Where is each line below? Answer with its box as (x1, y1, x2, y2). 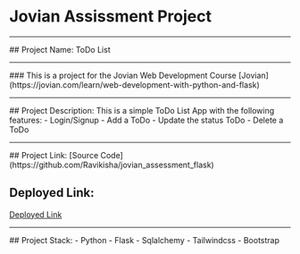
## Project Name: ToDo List (9, 44, 111, 55)
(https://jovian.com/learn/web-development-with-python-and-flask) (9, 79, 261, 90)
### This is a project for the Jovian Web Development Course (9, 70, 237, 80)
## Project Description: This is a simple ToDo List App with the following (9, 105, 275, 115)
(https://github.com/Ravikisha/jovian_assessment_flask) (9, 159, 214, 170)
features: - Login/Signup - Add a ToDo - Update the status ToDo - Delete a (9, 114, 284, 125)
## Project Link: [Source (9, 149, 99, 160)
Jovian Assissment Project (9, 6, 212, 27)
